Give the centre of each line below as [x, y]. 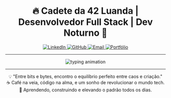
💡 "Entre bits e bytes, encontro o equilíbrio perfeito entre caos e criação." [85, 76]
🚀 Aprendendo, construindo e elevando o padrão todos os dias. [85, 90]
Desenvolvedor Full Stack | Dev [85, 22]
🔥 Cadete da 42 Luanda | [85, 11]
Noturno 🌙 [85, 33]
